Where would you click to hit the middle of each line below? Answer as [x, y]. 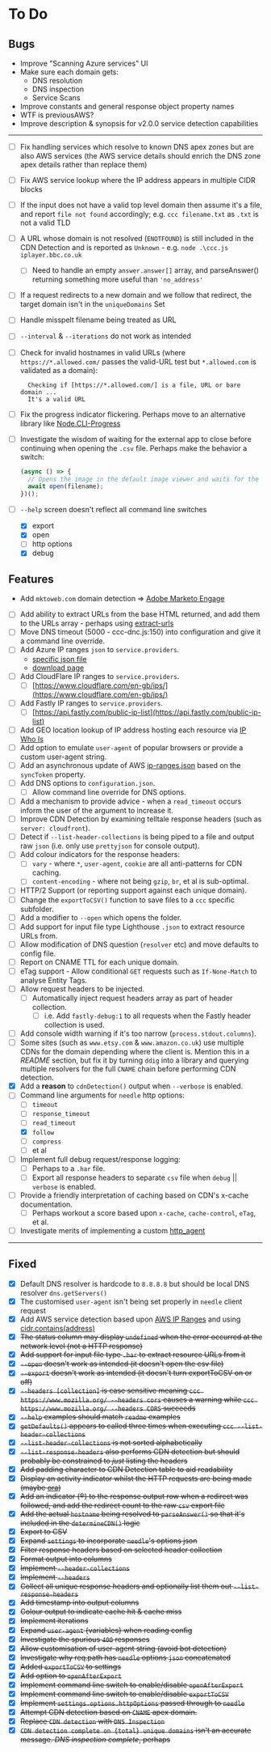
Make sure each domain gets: [69, 72]
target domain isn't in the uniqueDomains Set [92, 304]
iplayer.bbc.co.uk [51, 256]
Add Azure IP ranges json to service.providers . [100, 650]
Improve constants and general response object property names [127, 106]
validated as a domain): [59, 370]
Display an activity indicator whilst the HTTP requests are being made [136, 1478]
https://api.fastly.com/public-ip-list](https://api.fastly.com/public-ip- [148, 712]
